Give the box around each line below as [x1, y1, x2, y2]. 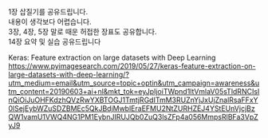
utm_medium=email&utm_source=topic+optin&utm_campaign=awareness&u [8, 78, 260, 88]
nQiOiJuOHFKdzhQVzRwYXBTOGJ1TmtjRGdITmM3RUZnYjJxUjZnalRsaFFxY [8, 95, 258, 104]
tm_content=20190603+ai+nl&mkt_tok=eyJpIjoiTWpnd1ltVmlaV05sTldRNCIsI [8, 87, 260, 96]
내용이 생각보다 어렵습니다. [8, 17, 92, 26]
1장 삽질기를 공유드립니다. [8, 7, 89, 16]
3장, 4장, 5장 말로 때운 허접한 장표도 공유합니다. [8, 27, 157, 36]
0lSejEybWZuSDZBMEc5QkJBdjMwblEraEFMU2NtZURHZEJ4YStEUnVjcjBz [8, 104, 255, 113]
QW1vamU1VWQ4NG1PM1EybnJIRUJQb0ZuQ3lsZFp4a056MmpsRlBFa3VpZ [8, 112, 259, 121]
